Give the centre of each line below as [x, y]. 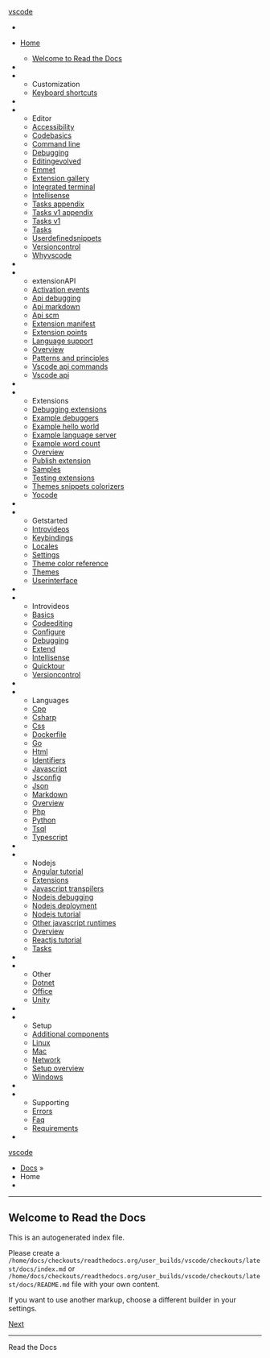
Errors [42, 1111]
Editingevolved [57, 161]
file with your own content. [115, 1284]
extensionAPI [54, 281]
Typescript [50, 837]
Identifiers [49, 760]
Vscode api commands [70, 366]
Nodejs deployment [64, 906]
